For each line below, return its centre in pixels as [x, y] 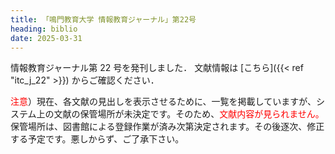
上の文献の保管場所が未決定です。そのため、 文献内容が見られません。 [180, 114]
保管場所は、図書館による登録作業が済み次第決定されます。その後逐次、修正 [167, 127]
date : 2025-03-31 [46, 38]
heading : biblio [44, 29]
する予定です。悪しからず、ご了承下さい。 [97, 139]
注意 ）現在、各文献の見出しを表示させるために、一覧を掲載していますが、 [163, 102]
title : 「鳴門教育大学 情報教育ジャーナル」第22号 [103, 19]
